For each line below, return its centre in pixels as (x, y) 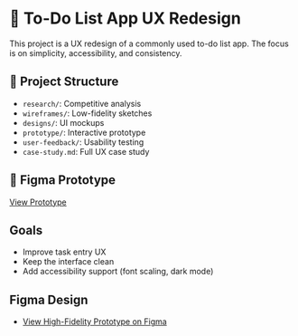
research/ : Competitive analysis (82, 103)
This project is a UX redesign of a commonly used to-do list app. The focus (149, 43)
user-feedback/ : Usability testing (83, 142)
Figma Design (49, 299)
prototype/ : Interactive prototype (84, 132)
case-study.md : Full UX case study (86, 151)
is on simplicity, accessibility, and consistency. (96, 53)
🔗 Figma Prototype (62, 180)
